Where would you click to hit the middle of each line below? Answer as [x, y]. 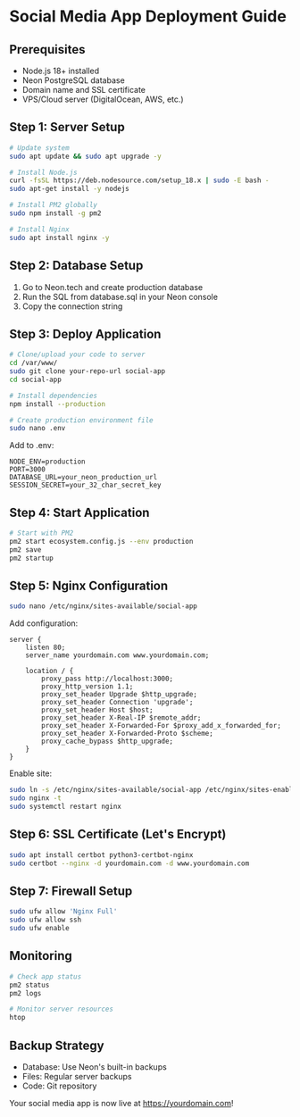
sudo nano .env [37, 429]
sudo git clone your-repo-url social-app [87, 371]
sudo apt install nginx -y [59, 238]
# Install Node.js [43, 172]
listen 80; [46, 648]
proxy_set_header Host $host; [97, 710]
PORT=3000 [28, 470]
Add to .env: [32, 446]
